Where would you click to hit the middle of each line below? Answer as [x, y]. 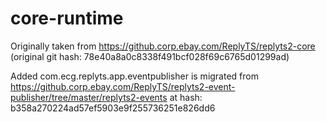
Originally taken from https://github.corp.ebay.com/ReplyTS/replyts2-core [163, 46]
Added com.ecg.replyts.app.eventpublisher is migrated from [134, 76]
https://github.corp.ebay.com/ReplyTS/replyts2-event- [123, 86]
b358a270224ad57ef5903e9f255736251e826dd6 [113, 108]
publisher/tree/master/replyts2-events [89, 97]
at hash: [186, 97]
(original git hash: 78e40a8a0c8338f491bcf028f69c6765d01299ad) [150, 56]
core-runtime [67, 18]
